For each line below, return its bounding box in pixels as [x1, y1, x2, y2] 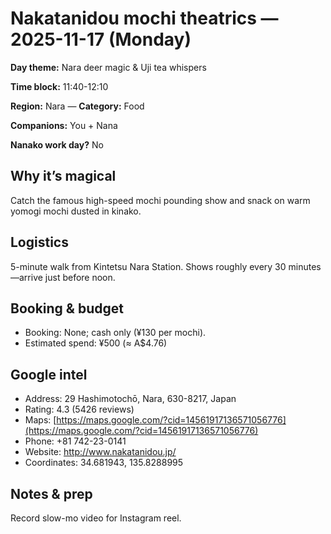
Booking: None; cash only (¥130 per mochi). [24, 327, 207, 339]
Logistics [10, 234, 69, 251]
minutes [288, 260, 322, 272]
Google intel [10, 366, 88, 383]
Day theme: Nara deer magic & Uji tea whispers [10, 61, 207, 73]
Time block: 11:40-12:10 [10, 80, 109, 92]
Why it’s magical [10, 168, 117, 185]
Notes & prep [10, 485, 93, 502]
